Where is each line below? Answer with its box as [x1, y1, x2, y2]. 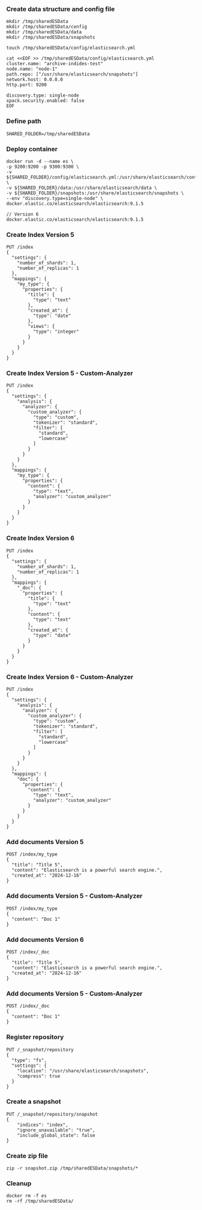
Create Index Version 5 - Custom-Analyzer [6, 369, 133, 377]
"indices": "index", [17, 1122, 69, 1128]
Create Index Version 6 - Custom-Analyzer [6, 673, 133, 681]
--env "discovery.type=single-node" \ [6, 195, 103, 201]
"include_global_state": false [17, 1132, 96, 1138]
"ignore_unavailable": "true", [17, 1127, 96, 1133]
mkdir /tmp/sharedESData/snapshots [6, 34, 96, 40]
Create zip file [6, 1151, 48, 1160]
